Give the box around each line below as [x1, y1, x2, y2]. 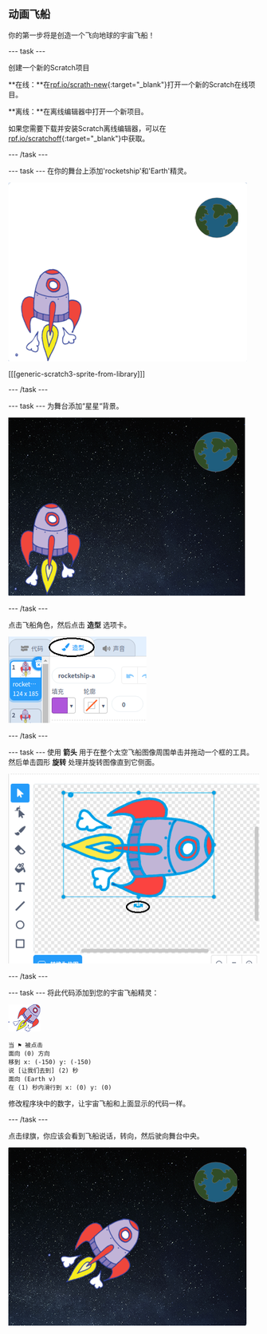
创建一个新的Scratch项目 [8, 62, 90, 72]
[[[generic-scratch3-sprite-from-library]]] [8, 369, 146, 378]
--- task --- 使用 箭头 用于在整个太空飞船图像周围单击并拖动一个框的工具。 [8, 747, 253, 757]
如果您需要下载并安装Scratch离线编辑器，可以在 [8, 123, 167, 133]
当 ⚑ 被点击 [8, 1041, 44, 1050]
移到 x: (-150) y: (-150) [8, 1059, 92, 1067]
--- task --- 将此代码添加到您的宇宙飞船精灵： [8, 988, 159, 998]
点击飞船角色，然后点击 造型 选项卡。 [8, 619, 132, 629]
